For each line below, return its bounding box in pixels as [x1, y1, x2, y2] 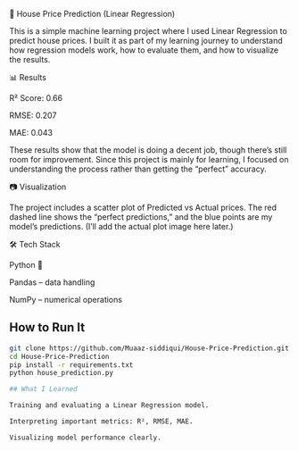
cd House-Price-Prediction [9, 352, 110, 361]
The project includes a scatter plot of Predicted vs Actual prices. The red [9, 202, 277, 213]
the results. [9, 54, 51, 64]
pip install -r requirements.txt [9, 360, 134, 370]
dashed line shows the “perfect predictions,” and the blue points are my [9, 212, 273, 222]
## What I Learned [9, 385, 78, 394]
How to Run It [9, 320, 86, 335]
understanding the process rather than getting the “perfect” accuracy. [9, 163, 267, 174]
